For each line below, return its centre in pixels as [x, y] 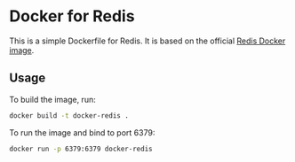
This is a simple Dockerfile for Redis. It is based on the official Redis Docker [147, 41]
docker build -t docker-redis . [69, 116]
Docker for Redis [72, 16]
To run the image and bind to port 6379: [82, 132]
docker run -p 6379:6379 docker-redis [81, 149]
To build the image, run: [52, 99]
